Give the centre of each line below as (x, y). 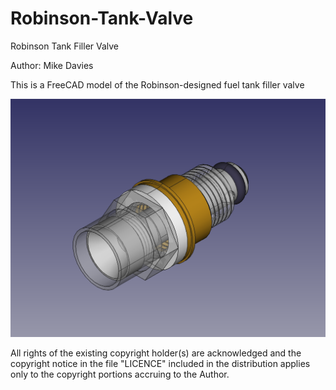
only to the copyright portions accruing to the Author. (120, 374)
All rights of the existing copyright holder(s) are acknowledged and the (156, 353)
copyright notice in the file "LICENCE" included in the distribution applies (160, 364)
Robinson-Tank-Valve (102, 18)
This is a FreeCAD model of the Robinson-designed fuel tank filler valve (157, 84)
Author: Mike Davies (52, 65)
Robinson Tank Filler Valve (65, 46)
